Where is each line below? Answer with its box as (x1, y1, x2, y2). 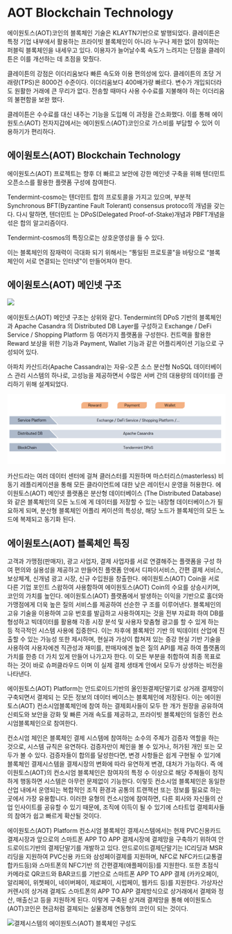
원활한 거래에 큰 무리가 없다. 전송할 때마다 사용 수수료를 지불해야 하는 (14, 87, 201, 95)
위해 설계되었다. (25, 380, 69, 388)
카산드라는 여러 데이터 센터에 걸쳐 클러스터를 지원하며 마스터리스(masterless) (7, 472, 217, 480)
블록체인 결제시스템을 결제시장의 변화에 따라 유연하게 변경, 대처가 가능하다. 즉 (7, 760, 216, 768)
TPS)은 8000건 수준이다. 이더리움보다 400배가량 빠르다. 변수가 (20, 78, 193, 86)
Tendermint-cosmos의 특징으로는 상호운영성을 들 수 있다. (7, 233, 165, 242)
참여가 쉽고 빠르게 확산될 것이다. (14, 812, 102, 820)
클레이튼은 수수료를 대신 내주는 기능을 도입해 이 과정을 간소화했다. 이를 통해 (7, 109, 211, 118)
